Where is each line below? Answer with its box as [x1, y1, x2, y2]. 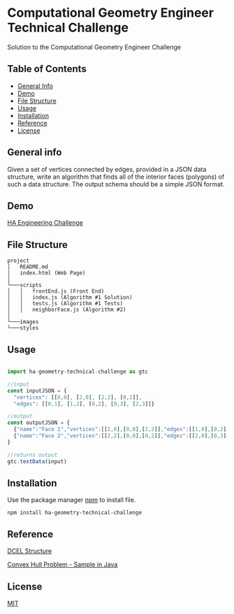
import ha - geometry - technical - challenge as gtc [7, 368, 149, 375]
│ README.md [7, 263, 49, 270]
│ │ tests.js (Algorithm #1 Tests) [7, 300, 124, 307]
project [7, 257, 30, 265]
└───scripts [7, 282, 42, 289]
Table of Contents [7, 63, 87, 75]
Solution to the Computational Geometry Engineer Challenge [7, 43, 182, 51]
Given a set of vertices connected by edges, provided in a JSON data [7, 165, 207, 173]
